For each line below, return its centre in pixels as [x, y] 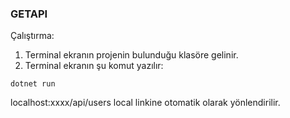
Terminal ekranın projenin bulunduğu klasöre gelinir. [131, 55]
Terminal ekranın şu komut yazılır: [94, 66]
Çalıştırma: [32, 36]
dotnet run [33, 84]
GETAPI [29, 14]
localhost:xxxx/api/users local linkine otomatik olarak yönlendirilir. [145, 103]
